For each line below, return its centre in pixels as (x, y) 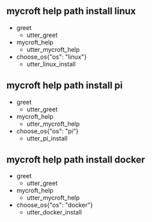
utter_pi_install (47, 138)
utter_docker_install (54, 212)
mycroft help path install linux (71, 11)
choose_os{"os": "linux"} (51, 57)
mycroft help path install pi (65, 86)
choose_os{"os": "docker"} (54, 205)
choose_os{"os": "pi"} (48, 131)
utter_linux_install (51, 64)
